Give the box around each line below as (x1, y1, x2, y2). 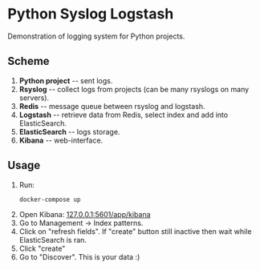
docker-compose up (18, 195, 81, 204)
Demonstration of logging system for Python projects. (7, 31, 185, 41)
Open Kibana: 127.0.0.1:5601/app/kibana (18, 210, 151, 220)
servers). (18, 93, 50, 103)
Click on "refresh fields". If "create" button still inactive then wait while (18, 227, 252, 236)
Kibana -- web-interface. (18, 135, 104, 145)
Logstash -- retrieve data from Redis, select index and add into (18, 110, 229, 119)
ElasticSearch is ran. (18, 236, 87, 245)
